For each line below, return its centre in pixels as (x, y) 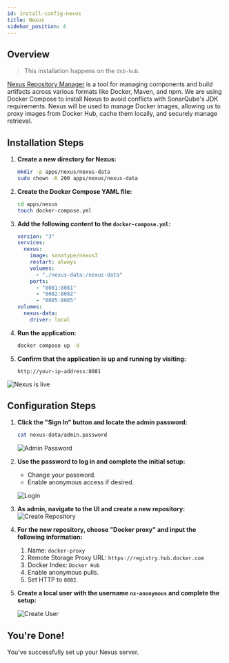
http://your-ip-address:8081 (59, 371)
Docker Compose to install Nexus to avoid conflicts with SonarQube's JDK (113, 99)
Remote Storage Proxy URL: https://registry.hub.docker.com (116, 558)
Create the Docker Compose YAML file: (74, 191)
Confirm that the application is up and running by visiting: (101, 359)
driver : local (50, 319)
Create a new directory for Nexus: (67, 159)
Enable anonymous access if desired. (81, 482)
